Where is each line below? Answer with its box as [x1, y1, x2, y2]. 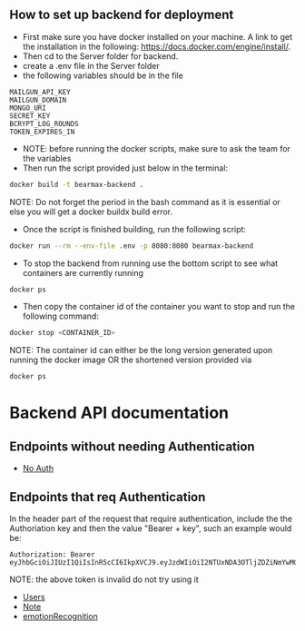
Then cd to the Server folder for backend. [22, 50, 179, 62]
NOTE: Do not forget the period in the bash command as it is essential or [9, 196, 281, 207]
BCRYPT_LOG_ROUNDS [9, 119, 79, 128]
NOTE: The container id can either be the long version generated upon [9, 345, 273, 356]
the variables [22, 153, 72, 163]
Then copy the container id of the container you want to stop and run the [22, 301, 295, 312]
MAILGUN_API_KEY [9, 87, 71, 96]
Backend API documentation [9, 403, 230, 423]
